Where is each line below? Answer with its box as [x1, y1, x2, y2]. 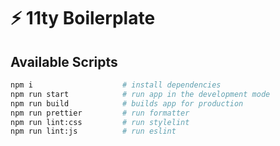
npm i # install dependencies [10, 80, 222, 90]
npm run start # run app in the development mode [10, 89, 271, 99]
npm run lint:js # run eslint [10, 126, 177, 137]
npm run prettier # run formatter [10, 108, 190, 118]
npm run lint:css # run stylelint [10, 117, 190, 127]
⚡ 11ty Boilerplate [10, 7, 156, 30]
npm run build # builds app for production [10, 98, 244, 109]
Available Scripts [10, 53, 118, 70]
